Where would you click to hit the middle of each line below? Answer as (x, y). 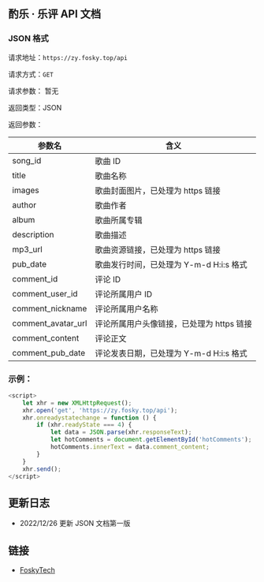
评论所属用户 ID (123, 294)
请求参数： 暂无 (33, 91)
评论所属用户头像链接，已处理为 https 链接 (173, 323)
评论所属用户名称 (126, 308)
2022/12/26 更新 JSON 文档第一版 (75, 524)
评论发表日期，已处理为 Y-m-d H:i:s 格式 (171, 353)
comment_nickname (50, 308)
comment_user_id (45, 293)
